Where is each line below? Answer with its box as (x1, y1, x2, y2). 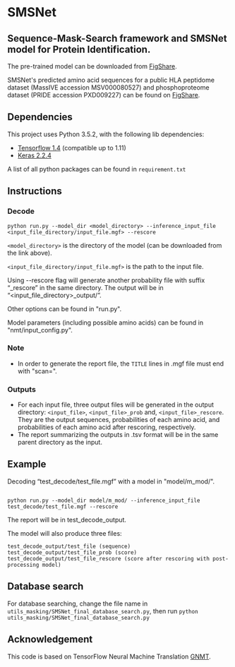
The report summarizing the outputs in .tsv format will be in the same (17, 431, 219, 439)
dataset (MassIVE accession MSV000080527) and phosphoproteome (7, 83, 210, 92)
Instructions (7, 185, 62, 198)
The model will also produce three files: (7, 529, 122, 537)
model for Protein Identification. (7, 43, 151, 55)
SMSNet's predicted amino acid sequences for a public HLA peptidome (7, 76, 215, 84)
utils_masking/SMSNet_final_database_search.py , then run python (7, 606, 199, 615)
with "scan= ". (17, 366, 58, 375)
